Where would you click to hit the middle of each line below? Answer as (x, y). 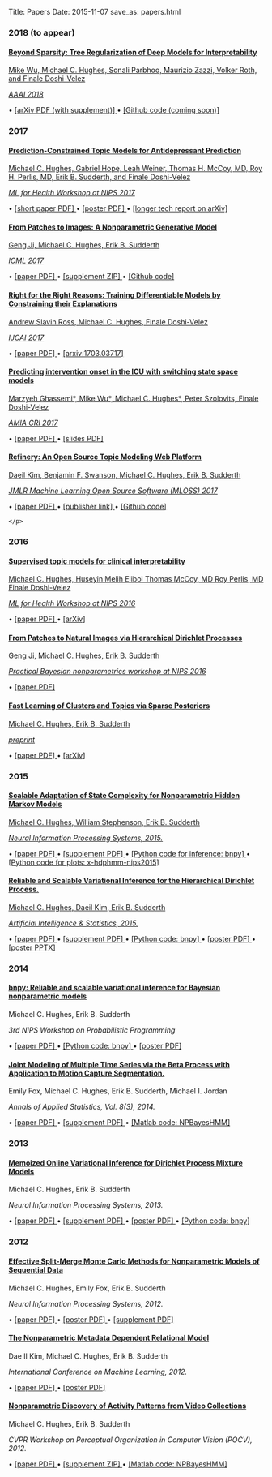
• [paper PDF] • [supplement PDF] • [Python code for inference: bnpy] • (130, 853)
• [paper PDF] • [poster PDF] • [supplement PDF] (91, 1319)
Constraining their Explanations (63, 304)
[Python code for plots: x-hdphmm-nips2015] (84, 862)
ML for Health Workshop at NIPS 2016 (72, 603)
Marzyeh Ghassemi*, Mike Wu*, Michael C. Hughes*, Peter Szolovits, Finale (134, 398)
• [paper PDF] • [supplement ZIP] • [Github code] (91, 277)
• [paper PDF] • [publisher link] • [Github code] (88, 507)
